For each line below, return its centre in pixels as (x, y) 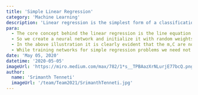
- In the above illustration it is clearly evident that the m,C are (98, 45)
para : (13, 28)
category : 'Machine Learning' (43, 17)
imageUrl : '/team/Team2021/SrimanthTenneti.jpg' (72, 83)
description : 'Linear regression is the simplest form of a (82, 22)
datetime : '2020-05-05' (35, 61)
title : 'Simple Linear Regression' (50, 12)
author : (16, 72)
